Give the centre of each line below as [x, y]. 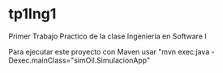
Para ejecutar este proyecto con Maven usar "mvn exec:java [109, 51]
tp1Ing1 [32, 14]
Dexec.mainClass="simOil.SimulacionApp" [79, 60]
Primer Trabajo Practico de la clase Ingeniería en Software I [107, 36]
